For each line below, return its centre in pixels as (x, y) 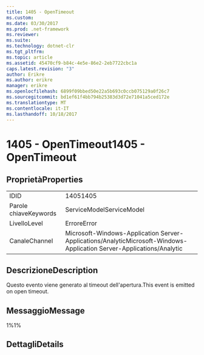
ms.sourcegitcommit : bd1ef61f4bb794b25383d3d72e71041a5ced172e (88, 97)
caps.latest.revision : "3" (40, 69)
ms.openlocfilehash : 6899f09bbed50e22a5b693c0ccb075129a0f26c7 (88, 91)
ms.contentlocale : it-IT (38, 108)
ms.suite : (19, 40)
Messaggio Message (46, 311)
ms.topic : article (29, 57)
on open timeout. (28, 292)
